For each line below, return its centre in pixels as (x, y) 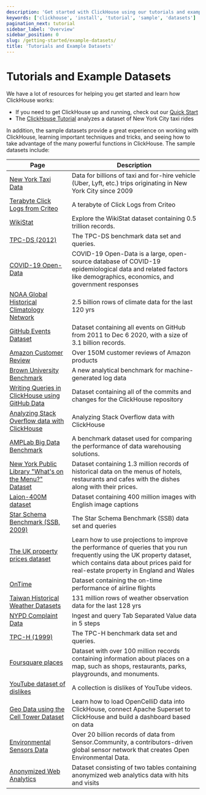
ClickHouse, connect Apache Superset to (131, 709)
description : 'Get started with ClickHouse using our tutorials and (96, 12)
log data (115, 378)
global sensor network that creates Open (131, 750)
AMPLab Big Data (35, 442)
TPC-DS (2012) (33, 240)
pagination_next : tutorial (41, 23)
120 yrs (83, 309)
